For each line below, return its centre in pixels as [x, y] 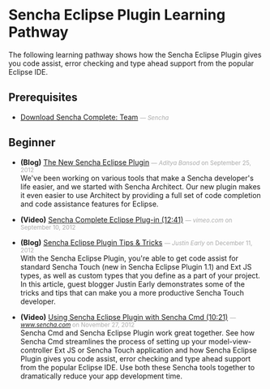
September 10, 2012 [48, 227]
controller [36, 350]
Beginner [32, 143]
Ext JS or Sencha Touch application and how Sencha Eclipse [155, 350]
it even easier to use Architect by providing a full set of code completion [140, 195]
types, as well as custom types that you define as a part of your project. [140, 275]
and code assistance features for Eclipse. [89, 204]
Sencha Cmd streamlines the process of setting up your [113, 341]
